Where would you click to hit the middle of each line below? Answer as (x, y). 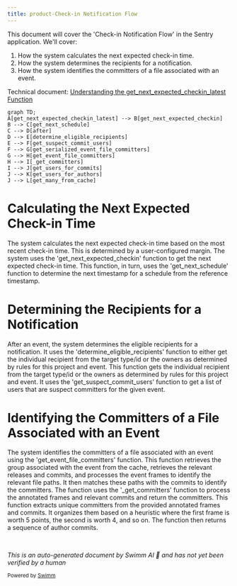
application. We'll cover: (42, 41)
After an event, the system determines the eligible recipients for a (103, 344)
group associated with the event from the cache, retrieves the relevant (110, 468)
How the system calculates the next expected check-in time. (106, 55)
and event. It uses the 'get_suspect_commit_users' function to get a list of (115, 382)
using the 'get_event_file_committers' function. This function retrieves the (114, 460)
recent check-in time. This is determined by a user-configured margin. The (116, 250)
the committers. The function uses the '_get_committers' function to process (119, 490)
